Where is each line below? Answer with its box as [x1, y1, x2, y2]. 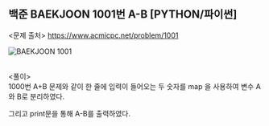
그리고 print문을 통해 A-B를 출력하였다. [8, 108, 131, 118]
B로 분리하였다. [16, 91, 65, 101]
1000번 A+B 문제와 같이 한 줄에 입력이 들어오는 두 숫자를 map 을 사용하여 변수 [8, 81, 255, 91]
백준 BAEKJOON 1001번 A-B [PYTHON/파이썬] [8, 7, 238, 22]
